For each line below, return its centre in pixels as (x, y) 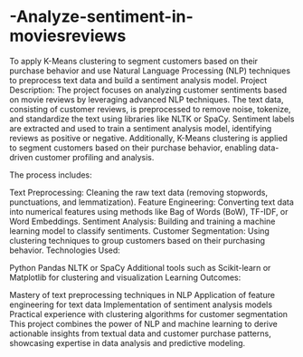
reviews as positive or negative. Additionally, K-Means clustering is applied (148, 138)
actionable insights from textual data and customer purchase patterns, (140, 333)
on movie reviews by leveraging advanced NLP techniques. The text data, (147, 99)
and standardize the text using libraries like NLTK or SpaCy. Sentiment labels (152, 119)
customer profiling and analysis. (95, 157)
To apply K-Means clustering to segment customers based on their (134, 61)
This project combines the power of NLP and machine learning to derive (143, 323)
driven (21, 157)
